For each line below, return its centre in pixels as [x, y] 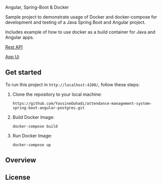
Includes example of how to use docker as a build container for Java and [80, 32]
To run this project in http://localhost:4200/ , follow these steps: [72, 84]
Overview [21, 160]
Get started [23, 72]
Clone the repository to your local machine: [57, 94]
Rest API [14, 47]
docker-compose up [32, 145]
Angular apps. [20, 37]
